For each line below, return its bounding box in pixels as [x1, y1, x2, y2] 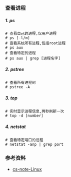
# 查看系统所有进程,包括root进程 [5, 40, 66, 46]
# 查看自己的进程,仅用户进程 [5, 31, 57, 36]
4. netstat [5, 124, 26, 130]
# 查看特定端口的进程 [5, 137, 43, 142]
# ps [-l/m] [5, 35, 30, 40]
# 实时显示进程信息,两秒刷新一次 [5, 108, 64, 114]
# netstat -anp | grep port [5, 142, 64, 147]
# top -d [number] [5, 113, 43, 118]
